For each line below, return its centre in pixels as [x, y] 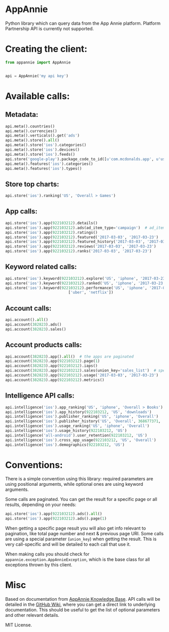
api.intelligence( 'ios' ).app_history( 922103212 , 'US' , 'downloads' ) [78, 412]
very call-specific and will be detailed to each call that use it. [68, 544]
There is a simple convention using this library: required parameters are [79, 479]
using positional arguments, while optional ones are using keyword [74, 484]
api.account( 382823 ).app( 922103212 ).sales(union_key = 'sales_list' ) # [81, 371]
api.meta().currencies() [31, 131]
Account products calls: [44, 345]
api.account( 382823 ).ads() [33, 325]
